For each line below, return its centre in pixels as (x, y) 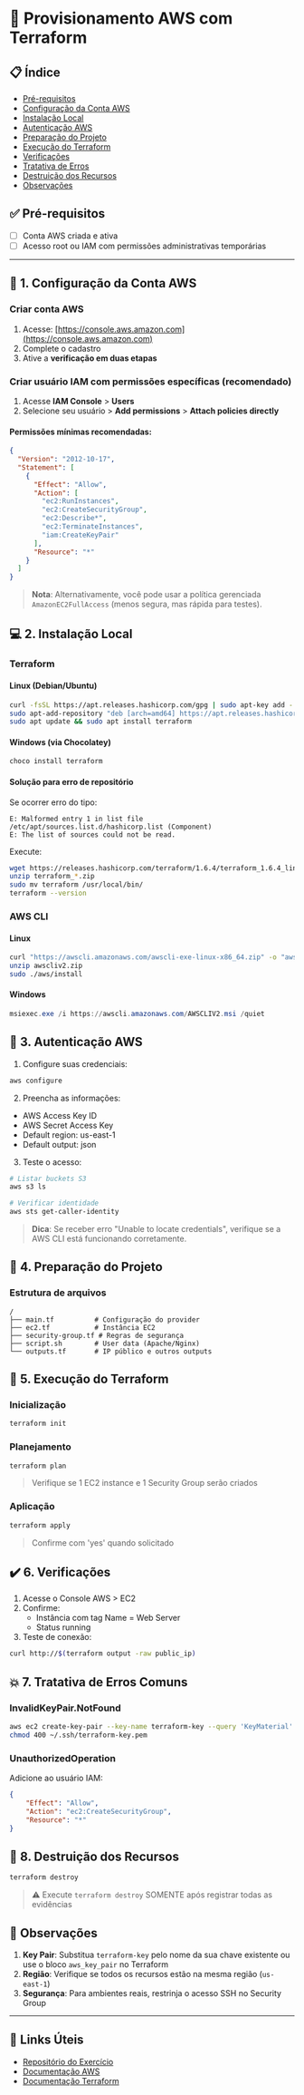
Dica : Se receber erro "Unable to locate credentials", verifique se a (156, 1229)
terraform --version (48, 893)
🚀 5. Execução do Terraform (89, 1379)
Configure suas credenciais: (75, 1063)
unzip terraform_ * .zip (52, 877)
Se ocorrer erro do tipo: (53, 802)
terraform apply (40, 1525)
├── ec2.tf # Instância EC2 (82, 1327)
